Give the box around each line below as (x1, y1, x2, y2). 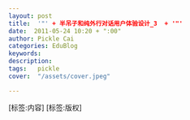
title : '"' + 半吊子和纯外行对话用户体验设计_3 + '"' (8, 19, 184, 28)
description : (8, 58, 53, 66)
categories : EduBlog (8, 42, 79, 50)
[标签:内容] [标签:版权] (8, 102, 83, 112)
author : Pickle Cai (8, 34, 75, 43)
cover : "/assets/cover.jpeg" (8, 72, 111, 80)
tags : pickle (8, 65, 60, 73)
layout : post (8, 11, 53, 20)
